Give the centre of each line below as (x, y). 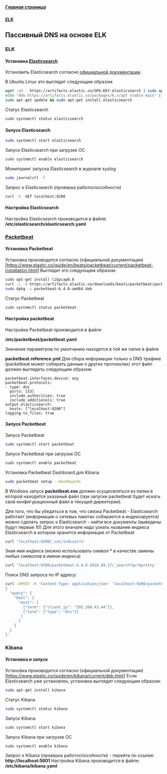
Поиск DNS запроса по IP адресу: (41, 575)
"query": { (21, 593)
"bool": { (24, 598)
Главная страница (26, 7)
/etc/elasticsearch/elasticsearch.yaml (45, 224)
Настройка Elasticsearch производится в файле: (56, 218)
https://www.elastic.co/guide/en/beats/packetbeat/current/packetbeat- (80, 265)
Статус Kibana (20, 699)
